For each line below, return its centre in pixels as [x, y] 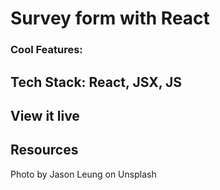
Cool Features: [46, 50]
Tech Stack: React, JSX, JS [96, 82]
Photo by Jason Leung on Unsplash [83, 174]
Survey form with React [110, 18]
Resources [44, 150]
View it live [45, 115]
